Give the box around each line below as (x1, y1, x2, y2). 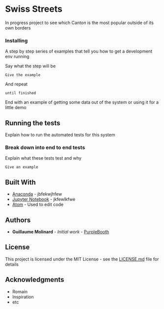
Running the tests (5, 119, 60, 127)
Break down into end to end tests (5, 144, 85, 151)
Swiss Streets (5, 3, 63, 15)
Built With (5, 178, 36, 186)
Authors (5, 216, 31, 224)
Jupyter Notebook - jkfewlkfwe (12, 197, 76, 202)
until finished (5, 91, 36, 96)
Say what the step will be (5, 63, 56, 69)
